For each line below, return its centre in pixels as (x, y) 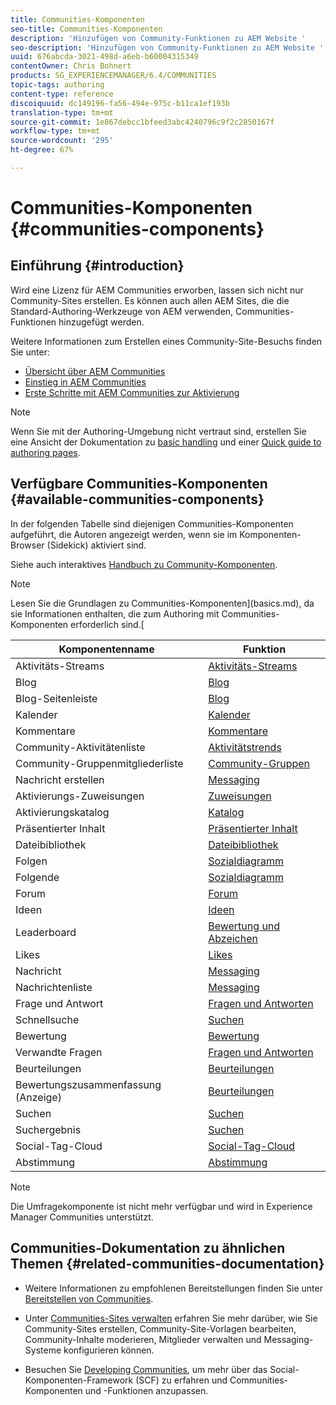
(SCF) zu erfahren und (181, 1380)
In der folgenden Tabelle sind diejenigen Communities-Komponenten (152, 523)
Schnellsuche (47, 1019)
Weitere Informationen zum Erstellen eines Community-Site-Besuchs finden (166, 341)
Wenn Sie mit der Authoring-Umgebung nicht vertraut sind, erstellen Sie (158, 431)
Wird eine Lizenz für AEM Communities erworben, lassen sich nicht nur (157, 290)
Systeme (43, 1350)
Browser (27, 545)
